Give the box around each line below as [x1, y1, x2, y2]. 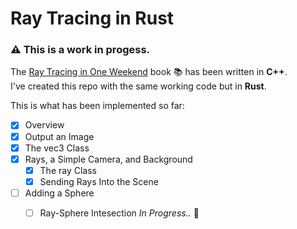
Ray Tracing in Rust [10, 7, 175, 30]
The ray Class [39, 164, 97, 176]
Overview [24, 119, 65, 131]
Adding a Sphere [24, 187, 95, 199]
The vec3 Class [24, 142, 90, 154]
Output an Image [24, 130, 95, 142]
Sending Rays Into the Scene [39, 175, 159, 187]
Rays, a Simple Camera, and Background [24, 153, 193, 165]
